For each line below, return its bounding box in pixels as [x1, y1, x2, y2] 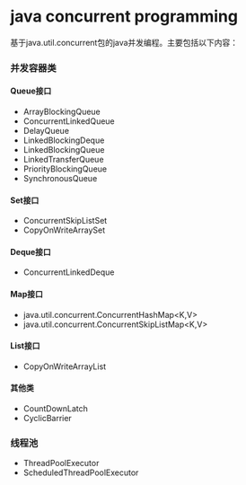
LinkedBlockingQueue [22, 145, 105, 155]
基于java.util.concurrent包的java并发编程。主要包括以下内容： [10, 37, 239, 48]
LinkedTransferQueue [22, 154, 104, 165]
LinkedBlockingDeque [22, 135, 105, 145]
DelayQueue [22, 126, 70, 137]
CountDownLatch [22, 403, 89, 414]
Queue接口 [10, 85, 52, 96]
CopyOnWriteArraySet [22, 225, 106, 235]
